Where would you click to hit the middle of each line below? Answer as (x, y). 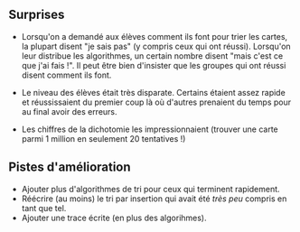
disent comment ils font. (66, 75)
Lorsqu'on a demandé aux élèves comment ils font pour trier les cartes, (155, 36)
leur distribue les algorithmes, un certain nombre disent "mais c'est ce (152, 56)
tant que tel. (44, 208)
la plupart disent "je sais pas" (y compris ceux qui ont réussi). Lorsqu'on (156, 46)
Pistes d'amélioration (70, 167)
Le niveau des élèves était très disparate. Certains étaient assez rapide (153, 92)
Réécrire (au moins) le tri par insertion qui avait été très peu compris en (154, 199)
